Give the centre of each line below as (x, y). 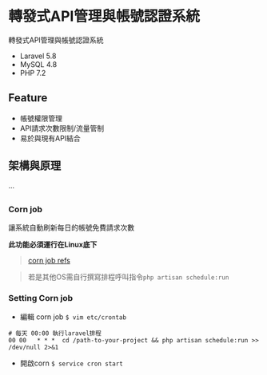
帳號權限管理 (41, 118)
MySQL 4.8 (38, 64)
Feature (28, 98)
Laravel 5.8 (38, 56)
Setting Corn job (41, 298)
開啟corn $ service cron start (72, 363)
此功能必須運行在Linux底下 (53, 245)
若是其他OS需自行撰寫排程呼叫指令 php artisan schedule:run (128, 277)
